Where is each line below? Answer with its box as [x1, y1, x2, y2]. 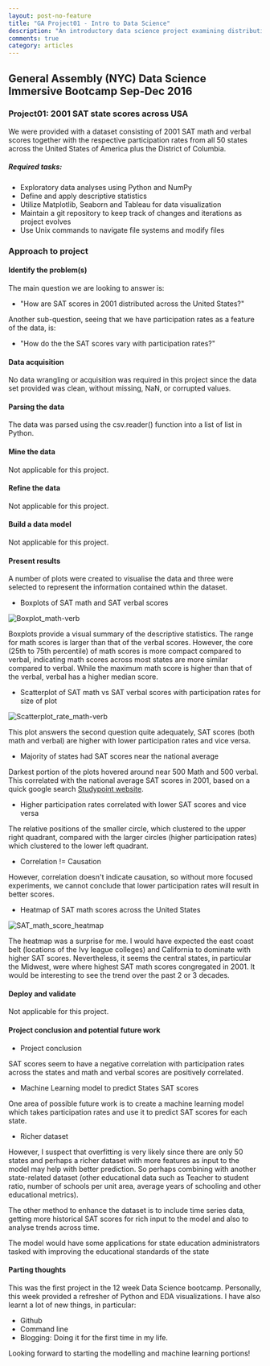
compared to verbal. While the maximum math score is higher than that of [8, 664, 252, 673]
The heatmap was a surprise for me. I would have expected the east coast [8, 936, 255, 946]
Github [19, 1315, 43, 1325]
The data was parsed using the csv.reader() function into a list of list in [8, 420, 243, 429]
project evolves [19, 217, 72, 226]
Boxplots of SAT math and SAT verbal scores [19, 598, 169, 608]
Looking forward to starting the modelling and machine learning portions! [8, 1348, 251, 1358]
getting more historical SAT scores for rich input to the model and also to [8, 1214, 249, 1223]
